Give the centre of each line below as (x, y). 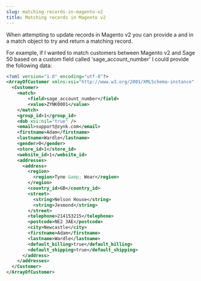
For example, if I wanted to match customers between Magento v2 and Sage (101, 52)
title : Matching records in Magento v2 (56, 17)
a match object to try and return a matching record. (70, 41)
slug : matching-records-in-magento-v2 (55, 12)
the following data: (29, 65)
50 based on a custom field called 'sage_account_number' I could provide (97, 59)
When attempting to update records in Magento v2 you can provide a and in (100, 34)
